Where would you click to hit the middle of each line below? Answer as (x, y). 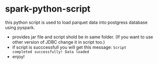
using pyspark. (20, 27)
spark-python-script (48, 9)
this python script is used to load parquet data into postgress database (76, 22)
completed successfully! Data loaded (51, 52)
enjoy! (18, 56)
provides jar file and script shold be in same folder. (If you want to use (82, 37)
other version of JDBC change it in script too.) (58, 42)
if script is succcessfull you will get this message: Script (69, 47)
